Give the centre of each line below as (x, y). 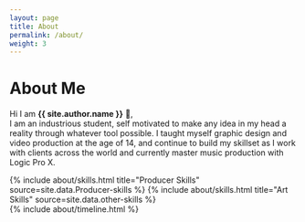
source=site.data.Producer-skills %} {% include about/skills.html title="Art (149, 190)
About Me (47, 89)
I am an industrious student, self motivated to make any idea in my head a (148, 123)
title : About (34, 26)
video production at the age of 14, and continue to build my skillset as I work (153, 143)
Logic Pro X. (33, 163)
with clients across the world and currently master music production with (147, 153)
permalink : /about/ (47, 35)
